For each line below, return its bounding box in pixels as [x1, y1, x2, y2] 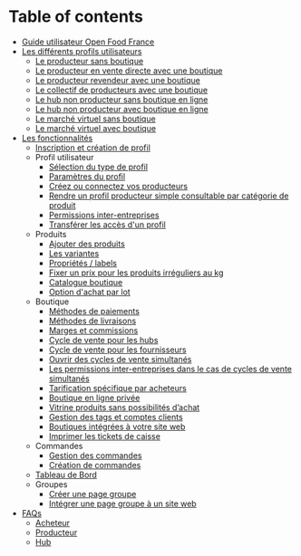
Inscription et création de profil [34, 142, 151, 153]
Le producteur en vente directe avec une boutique [34, 65, 223, 76]
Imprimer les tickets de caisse [48, 430, 160, 441]
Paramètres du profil [48, 170, 126, 182]
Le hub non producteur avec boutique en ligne [34, 103, 209, 114]
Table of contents [8, 6, 144, 27]
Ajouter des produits [48, 238, 126, 249]
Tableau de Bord [34, 469, 97, 480]
